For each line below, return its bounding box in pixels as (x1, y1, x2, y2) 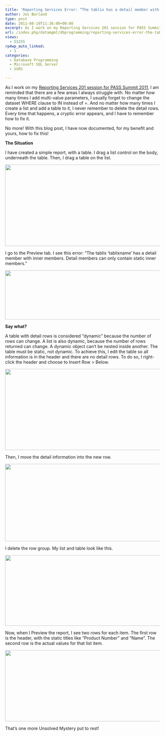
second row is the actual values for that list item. (5, 640, 103, 646)
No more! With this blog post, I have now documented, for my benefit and (5, 125, 154, 131)
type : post (5, 16, 27, 21)
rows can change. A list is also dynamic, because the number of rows (5, 338, 146, 344)
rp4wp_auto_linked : (5, 44, 45, 49)
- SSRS (9, 67, 23, 72)
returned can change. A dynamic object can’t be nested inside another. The (5, 344, 158, 349)
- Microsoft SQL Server (9, 62, 58, 67)
